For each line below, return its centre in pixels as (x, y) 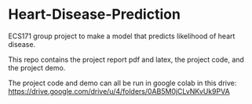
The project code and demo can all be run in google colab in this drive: (122, 83)
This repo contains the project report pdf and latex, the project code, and (126, 59)
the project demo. (37, 67)
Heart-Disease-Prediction (94, 14)
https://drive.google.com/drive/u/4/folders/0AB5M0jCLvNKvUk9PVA (119, 91)
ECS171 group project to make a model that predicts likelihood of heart (122, 36)
